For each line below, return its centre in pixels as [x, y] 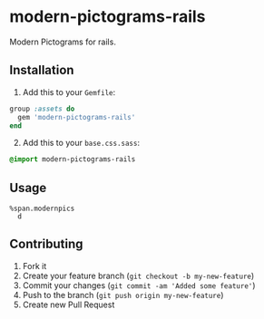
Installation [42, 70]
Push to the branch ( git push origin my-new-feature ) [123, 295]
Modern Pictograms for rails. [63, 42]
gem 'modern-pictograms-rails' [77, 117]
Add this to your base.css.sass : [81, 143]
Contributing [46, 244]
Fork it [34, 266]
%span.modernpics [42, 209]
